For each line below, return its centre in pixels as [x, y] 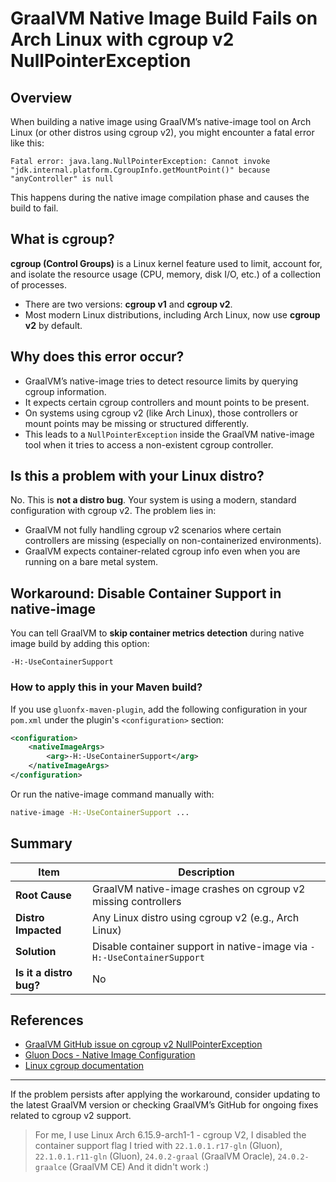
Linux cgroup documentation [84, 1066]
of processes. [39, 284]
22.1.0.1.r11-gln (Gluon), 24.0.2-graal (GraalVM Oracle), [155, 1156]
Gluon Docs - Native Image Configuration [110, 1055]
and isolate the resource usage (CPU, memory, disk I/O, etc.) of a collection [165, 274]
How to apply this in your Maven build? [106, 687]
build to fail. [34, 208]
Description [206, 872]
